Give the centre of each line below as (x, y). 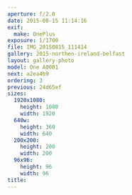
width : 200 (36, 154)
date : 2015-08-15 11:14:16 (47, 21)
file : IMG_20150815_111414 (47, 47)
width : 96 (35, 173)
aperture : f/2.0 (31, 14)
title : (17, 180)
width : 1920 (38, 114)
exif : (15, 27)
